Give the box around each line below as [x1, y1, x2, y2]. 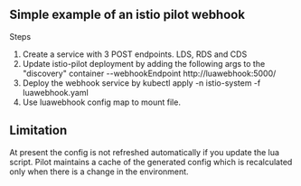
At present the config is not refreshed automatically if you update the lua [9, 146, 280, 157]
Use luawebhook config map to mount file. [22, 97, 181, 107]
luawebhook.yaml [22, 87, 89, 98]
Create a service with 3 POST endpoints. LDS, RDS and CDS [22, 49, 248, 60]
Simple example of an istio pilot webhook [9, 7, 246, 23]
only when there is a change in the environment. [9, 166, 189, 177]
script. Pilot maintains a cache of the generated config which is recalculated [9, 156, 293, 167]
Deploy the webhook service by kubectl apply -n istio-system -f [22, 77, 261, 88]
